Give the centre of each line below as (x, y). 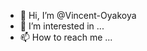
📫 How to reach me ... (66, 37)
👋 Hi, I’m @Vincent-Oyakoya (78, 15)
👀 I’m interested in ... (62, 26)
